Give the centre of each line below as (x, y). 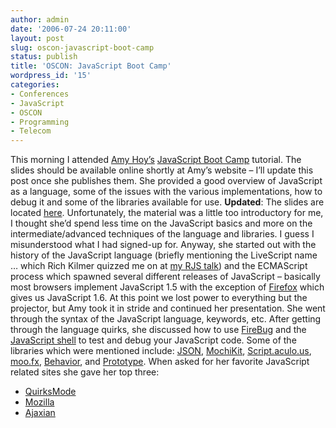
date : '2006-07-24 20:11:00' (71, 29)
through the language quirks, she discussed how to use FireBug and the (158, 330)
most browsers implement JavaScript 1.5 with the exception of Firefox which (167, 287)
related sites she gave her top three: (85, 372)
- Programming (40, 122)
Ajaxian (40, 413)
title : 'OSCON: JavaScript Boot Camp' (91, 66)
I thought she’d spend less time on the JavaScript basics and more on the (161, 223)
